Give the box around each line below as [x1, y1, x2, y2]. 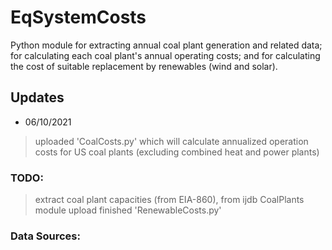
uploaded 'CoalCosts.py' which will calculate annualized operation [34, 135, 309, 147]
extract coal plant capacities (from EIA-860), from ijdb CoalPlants [34, 194, 305, 206]
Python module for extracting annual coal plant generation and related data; [10, 39, 323, 51]
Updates [10, 89, 65, 106]
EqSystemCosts [10, 6, 147, 29]
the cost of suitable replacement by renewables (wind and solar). [10, 60, 278, 72]
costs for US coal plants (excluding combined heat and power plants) [34, 146, 320, 158]
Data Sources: [10, 229, 81, 243]
